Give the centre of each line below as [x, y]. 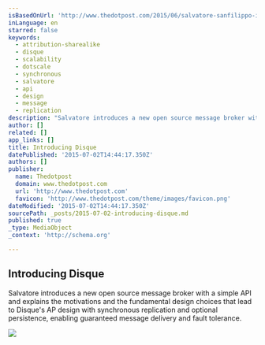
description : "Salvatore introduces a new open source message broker [127, 118]
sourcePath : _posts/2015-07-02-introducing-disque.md [99, 213]
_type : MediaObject [40, 228]
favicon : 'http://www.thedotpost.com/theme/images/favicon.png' [123, 198]
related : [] [28, 132]
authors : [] [28, 162]
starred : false [33, 30]
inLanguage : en [33, 23]
